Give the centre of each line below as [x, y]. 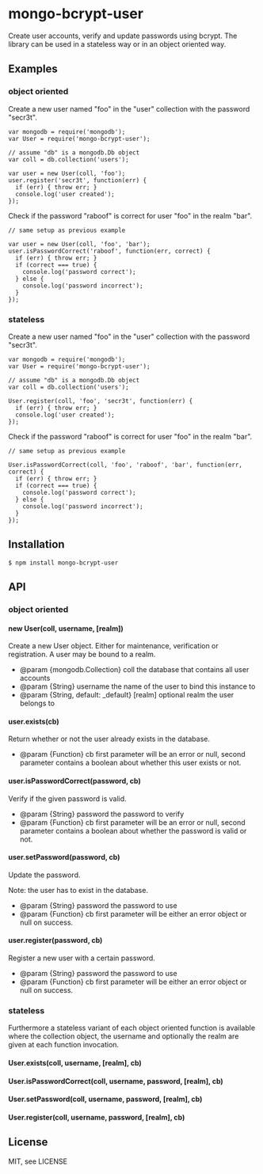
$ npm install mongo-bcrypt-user [63, 563]
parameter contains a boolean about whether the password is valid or [133, 830]
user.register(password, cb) [55, 940]
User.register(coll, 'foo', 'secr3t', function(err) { [101, 401]
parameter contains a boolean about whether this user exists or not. [130, 763]
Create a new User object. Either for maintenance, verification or [114, 646]
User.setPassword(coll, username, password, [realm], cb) [105, 1099]
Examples [33, 69]
